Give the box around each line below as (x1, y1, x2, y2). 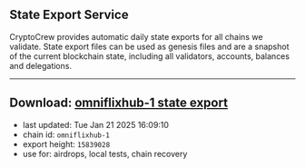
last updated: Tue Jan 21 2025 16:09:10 (22, 119, 170, 130)
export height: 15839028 (22, 138, 111, 149)
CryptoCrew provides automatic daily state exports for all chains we (9, 31, 263, 42)
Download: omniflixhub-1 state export (9, 95, 229, 111)
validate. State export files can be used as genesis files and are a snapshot (9, 41, 290, 52)
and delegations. (9, 60, 73, 71)
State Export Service (9, 7, 129, 23)
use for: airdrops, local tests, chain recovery (22, 148, 188, 159)
